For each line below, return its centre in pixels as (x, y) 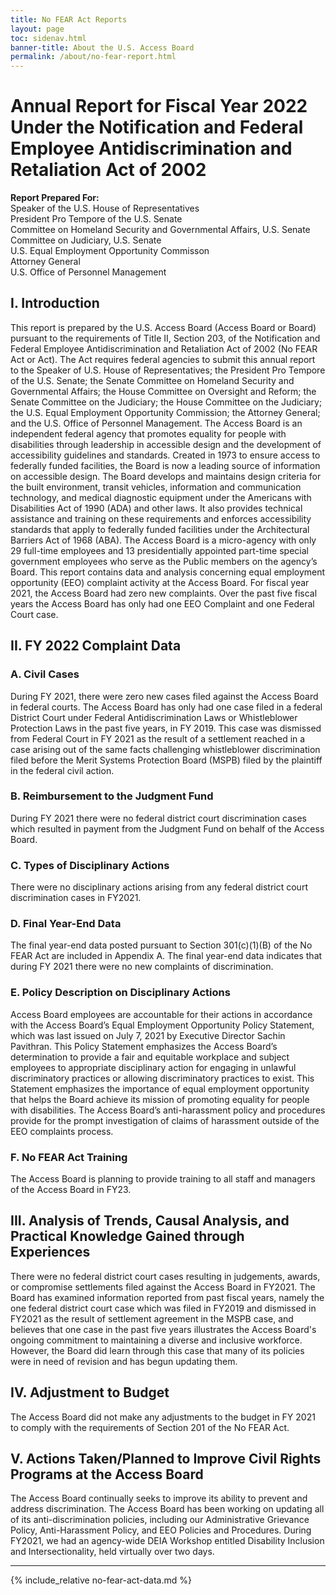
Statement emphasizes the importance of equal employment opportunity (160, 1088)
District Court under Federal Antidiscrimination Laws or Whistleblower (154, 717)
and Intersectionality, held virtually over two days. (112, 1552)
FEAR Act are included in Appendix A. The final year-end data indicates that (166, 956)
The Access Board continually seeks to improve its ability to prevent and (159, 1498)
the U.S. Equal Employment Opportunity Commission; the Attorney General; (165, 412)
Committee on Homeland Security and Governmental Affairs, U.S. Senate (160, 230)
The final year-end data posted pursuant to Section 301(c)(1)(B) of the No (161, 945)
